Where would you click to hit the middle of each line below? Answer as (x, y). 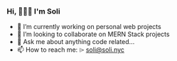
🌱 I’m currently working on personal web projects (89, 27)
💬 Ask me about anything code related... (76, 42)
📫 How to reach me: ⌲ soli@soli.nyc (71, 50)
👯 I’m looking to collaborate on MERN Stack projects (93, 34)
